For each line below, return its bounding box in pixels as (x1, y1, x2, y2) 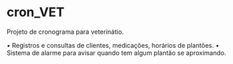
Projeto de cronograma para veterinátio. (6, 27, 124, 36)
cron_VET (6, 4, 65, 20)
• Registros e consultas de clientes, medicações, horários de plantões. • (6, 41, 219, 49)
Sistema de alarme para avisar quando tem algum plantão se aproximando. (6, 49, 227, 57)
